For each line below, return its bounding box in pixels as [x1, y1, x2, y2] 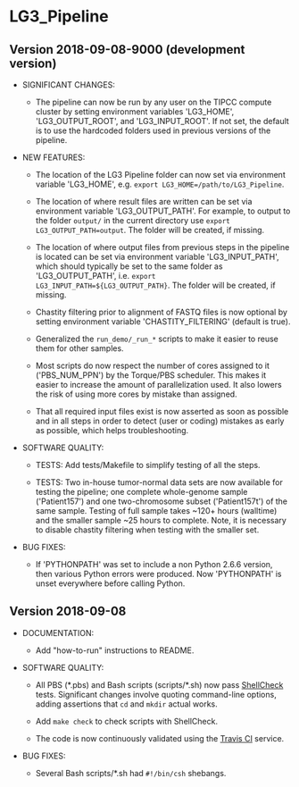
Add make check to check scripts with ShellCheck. [35, 716, 219, 726]
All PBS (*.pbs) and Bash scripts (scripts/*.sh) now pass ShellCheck [35, 679, 284, 690]
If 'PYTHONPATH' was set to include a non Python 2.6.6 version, [35, 559, 273, 569]
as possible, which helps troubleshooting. [35, 425, 189, 435]
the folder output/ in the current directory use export [35, 215, 230, 225]
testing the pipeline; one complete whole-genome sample [35, 487, 248, 497]
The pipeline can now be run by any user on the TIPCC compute [35, 96, 272, 107]
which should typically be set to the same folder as [35, 261, 223, 272]
